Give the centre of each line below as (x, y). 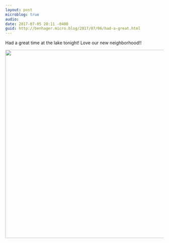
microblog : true (22, 15)
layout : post (19, 10)
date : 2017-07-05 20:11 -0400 (37, 24)
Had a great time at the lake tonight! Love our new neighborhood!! (73, 43)
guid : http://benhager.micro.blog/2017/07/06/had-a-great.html (73, 29)
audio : (12, 19)
